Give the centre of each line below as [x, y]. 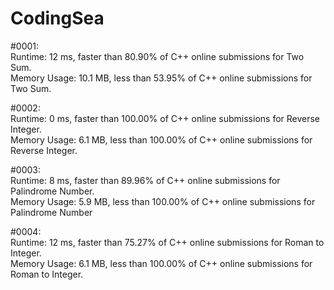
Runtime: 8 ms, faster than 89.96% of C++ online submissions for [145, 180]
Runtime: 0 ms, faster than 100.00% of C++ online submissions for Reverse [165, 118]
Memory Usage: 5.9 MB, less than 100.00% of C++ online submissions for [163, 201]
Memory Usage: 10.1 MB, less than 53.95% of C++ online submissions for [161, 78]
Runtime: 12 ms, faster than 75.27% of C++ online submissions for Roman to [167, 242]
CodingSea [57, 18]
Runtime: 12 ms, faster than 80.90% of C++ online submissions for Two [157, 56]
